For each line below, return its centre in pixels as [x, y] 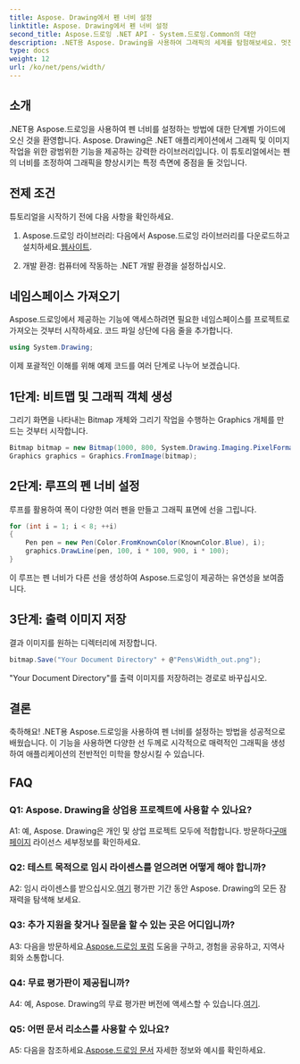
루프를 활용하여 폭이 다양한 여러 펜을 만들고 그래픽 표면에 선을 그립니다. [133, 509]
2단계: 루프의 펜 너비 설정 [75, 486]
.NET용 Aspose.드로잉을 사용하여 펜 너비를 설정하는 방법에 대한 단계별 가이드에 [147, 129]
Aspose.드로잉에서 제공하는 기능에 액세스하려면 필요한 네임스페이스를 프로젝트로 [150, 320]
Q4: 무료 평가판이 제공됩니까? [70, 983]
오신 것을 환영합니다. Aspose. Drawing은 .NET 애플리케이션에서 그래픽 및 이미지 [150, 140]
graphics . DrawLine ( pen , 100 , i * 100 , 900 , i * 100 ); [127, 551]
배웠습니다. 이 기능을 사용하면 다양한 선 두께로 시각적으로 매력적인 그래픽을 [139, 743]
